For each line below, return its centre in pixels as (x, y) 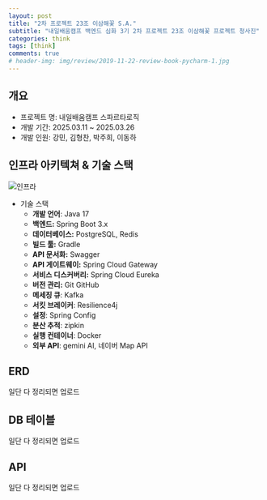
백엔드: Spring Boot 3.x (70, 224)
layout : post (30, 16)
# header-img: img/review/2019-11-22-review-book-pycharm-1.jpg (119, 62)
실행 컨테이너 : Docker (67, 335)
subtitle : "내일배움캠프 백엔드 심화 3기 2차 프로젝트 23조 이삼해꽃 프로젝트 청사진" (134, 31)
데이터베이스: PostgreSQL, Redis (85, 234)
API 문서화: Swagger (66, 254)
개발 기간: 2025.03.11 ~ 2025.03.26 (77, 127)
